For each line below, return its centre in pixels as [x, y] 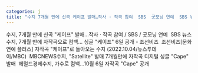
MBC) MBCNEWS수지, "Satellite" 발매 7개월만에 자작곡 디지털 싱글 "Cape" [101, 56]
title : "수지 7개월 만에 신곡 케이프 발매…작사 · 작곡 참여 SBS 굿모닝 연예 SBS [97, 17]
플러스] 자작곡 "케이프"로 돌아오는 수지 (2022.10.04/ [77, 49]
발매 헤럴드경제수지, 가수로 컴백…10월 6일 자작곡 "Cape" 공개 [77, 63]
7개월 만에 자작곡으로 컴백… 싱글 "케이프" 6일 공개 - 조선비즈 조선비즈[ [100, 41]
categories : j [24, 11]
